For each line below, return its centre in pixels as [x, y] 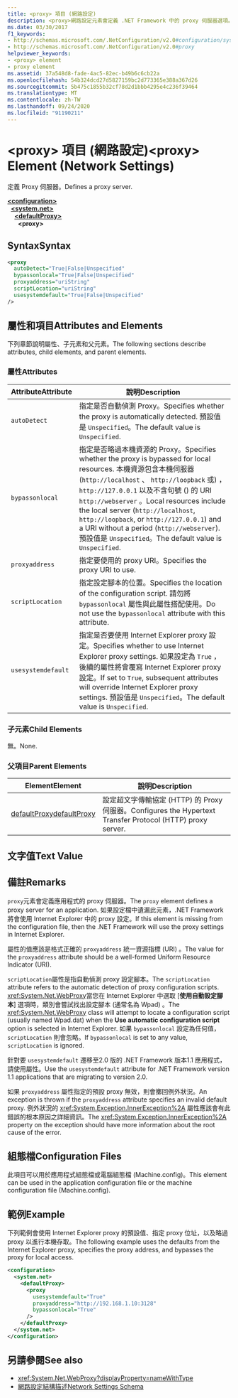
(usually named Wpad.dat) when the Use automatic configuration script [114, 1020]
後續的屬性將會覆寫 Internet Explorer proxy [150, 667]
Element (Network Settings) [91, 166]
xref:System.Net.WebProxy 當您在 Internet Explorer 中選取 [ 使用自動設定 [112, 995]
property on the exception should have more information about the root [111, 1124]
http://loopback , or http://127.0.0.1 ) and [150, 519]
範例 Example [36, 1214]
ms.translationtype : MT [42, 93]
